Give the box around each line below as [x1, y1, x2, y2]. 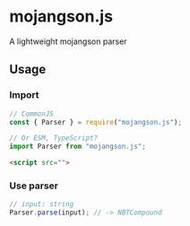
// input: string [9, 200, 74, 209]
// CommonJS [9, 109, 54, 118]
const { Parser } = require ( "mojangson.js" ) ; [9, 117, 182, 126]
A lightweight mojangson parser [9, 36, 127, 47]
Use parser [9, 179, 58, 192]
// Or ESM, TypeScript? [9, 134, 99, 143]
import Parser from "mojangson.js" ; [9, 142, 146, 152]
